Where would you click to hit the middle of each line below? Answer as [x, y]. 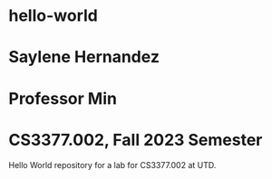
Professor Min [63, 98]
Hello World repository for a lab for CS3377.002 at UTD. [112, 165]
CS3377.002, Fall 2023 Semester [136, 140]
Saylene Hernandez [84, 57]
